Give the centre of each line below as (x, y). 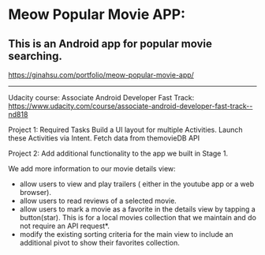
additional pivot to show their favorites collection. (99, 243)
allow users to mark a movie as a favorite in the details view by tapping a (138, 209)
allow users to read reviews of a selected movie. (98, 201)
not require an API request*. (65, 226)
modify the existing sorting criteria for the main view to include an (126, 234)
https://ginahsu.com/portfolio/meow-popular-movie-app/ (101, 75)
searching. (35, 56)
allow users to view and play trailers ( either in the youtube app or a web (137, 184)
